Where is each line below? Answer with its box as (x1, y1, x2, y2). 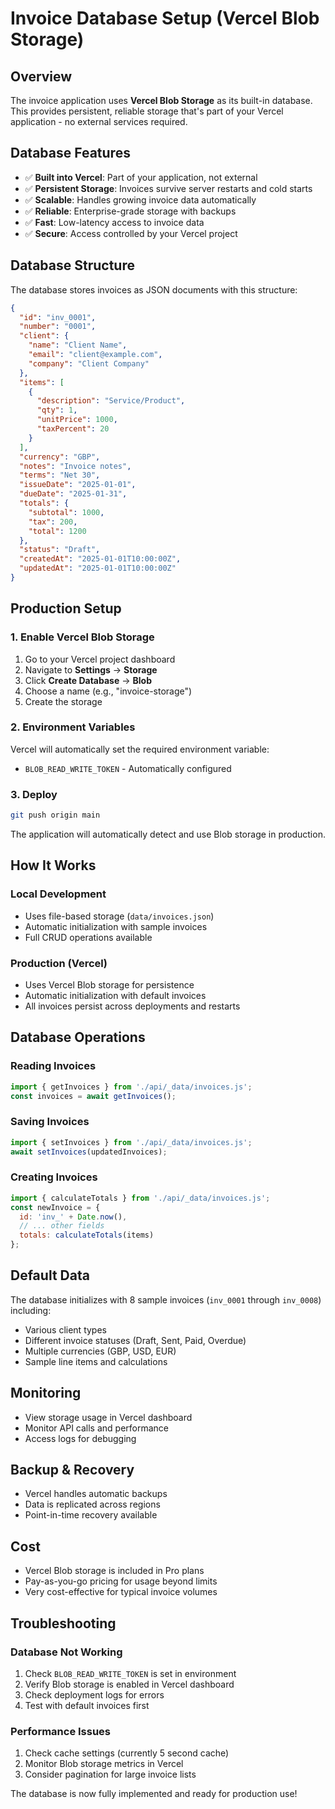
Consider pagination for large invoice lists (24, 1768, 197, 1781)
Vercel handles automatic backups (24, 1488, 168, 1500)
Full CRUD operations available (24, 931, 153, 943)
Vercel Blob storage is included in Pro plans (24, 1565, 205, 1577)
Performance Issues (10, 1724, 112, 1738)
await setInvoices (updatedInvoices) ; (10, 1147, 168, 1157)
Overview (10, 68, 73, 85)
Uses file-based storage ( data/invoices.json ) (24, 910, 215, 922)
